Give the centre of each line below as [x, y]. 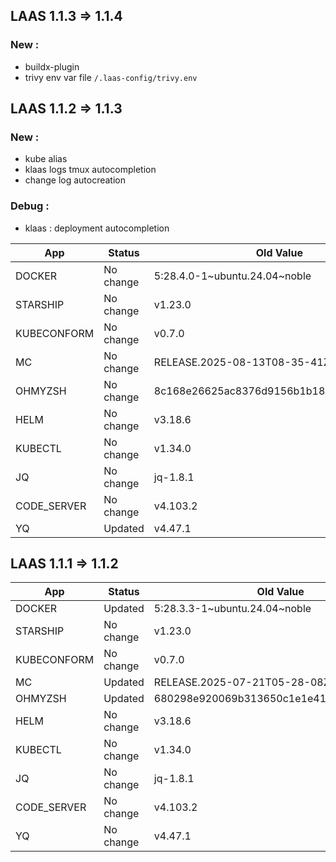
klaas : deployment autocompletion [97, 228]
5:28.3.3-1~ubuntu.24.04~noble [232, 609]
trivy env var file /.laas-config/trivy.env [111, 77]
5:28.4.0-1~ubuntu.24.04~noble [232, 276]
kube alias [46, 159]
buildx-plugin [52, 66]
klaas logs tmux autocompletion [90, 170]
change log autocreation [75, 180]
